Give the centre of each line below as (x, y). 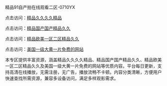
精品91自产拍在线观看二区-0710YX (40, 7)
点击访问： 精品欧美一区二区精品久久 (42, 39)
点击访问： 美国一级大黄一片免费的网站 (44, 49)
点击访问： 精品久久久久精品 (34, 18)
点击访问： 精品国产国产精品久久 (38, 28)
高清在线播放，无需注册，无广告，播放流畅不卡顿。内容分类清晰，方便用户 (85, 72)
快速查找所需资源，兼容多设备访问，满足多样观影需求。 (62, 78)
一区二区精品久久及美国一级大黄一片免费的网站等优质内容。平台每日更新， (81, 66)
